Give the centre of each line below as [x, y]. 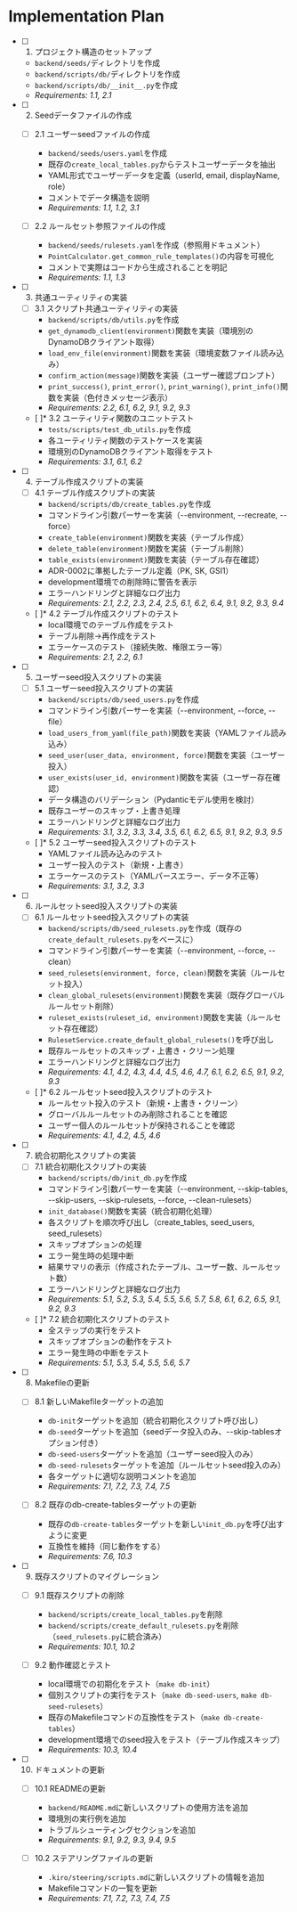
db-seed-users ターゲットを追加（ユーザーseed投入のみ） [153, 1454]
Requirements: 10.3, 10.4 [92, 1749]
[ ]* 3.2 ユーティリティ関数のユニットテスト [114, 418]
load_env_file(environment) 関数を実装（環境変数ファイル [154, 353]
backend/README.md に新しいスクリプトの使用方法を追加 [148, 1807]
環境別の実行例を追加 [87, 1818]
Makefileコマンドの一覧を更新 [102, 1888]
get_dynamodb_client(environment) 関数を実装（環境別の [151, 331]
